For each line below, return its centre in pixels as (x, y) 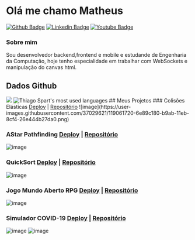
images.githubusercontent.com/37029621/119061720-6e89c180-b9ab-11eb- (98, 113)
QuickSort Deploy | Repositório (51, 162)
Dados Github (32, 86)
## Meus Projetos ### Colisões (147, 101)
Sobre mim (22, 42)
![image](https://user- (105, 107)
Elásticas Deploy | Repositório (42, 107)
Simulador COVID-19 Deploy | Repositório (66, 218)
